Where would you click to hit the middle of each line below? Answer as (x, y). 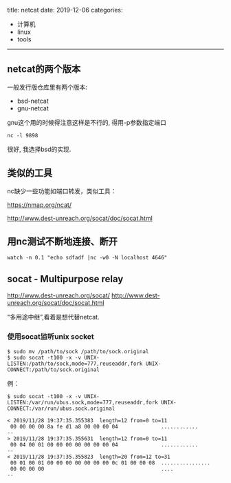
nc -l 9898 (23, 135)
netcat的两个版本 (44, 69)
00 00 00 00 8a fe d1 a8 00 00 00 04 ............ (104, 426)
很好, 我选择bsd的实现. (39, 149)
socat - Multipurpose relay (65, 279)
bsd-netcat (33, 101)
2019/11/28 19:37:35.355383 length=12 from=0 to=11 (90, 420)
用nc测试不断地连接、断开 (63, 242)
